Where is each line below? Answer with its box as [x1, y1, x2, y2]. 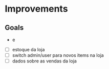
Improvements [5, 3, 68, 15]
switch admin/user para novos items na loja [12, 52, 104, 58]
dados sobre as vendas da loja [12, 58, 77, 64]
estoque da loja [12, 47, 45, 52]
